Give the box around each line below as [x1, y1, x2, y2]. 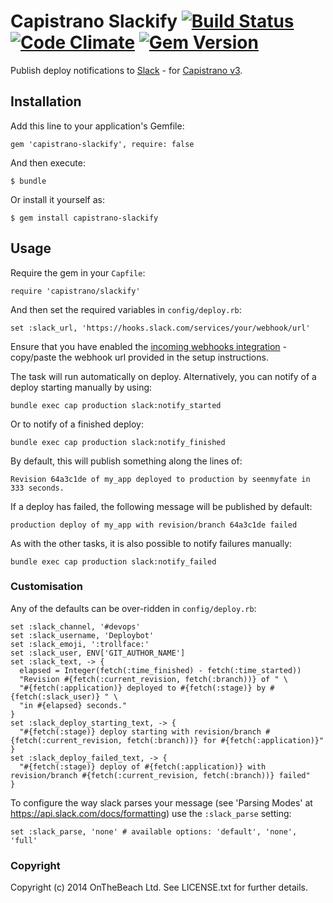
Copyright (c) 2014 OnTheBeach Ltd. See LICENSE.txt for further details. [10, 881, 309, 894]
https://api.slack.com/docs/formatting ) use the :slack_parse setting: [10, 807, 292, 819]
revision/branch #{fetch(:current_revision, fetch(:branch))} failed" [10, 770, 311, 780]
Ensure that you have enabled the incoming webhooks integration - [10, 340, 287, 352]
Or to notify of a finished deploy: [10, 418, 144, 430]
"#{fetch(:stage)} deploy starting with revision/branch [19, 726, 262, 737]
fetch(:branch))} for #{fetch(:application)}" [126, 735, 325, 745]
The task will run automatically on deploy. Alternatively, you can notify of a [10, 370, 317, 382]
